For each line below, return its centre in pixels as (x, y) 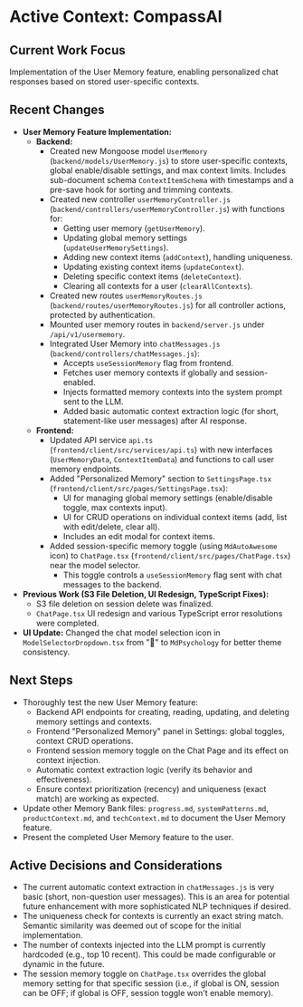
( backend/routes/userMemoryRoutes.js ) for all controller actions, (168, 305)
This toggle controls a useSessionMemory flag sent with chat (173, 575)
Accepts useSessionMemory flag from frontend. (148, 363)
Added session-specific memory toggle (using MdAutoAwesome (163, 546)
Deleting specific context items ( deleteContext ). (152, 276)
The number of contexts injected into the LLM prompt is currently (144, 945)
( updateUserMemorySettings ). (116, 247)
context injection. (68, 760)
